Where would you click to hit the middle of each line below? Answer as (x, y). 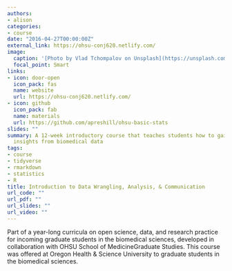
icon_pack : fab (35, 110)
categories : (24, 26)
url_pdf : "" (24, 200)
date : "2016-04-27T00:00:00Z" (51, 39)
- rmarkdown (24, 167)
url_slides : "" (29, 206)
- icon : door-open (33, 78)
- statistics (26, 174)
